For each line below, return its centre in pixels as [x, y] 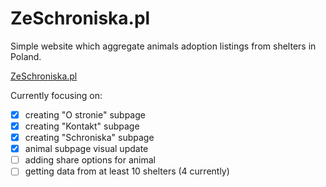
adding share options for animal [90, 160]
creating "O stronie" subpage [85, 114]
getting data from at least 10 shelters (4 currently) [127, 171]
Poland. [26, 56]
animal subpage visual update [86, 149]
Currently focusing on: [56, 95]
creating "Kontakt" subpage [82, 126]
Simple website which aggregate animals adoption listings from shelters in [163, 46]
